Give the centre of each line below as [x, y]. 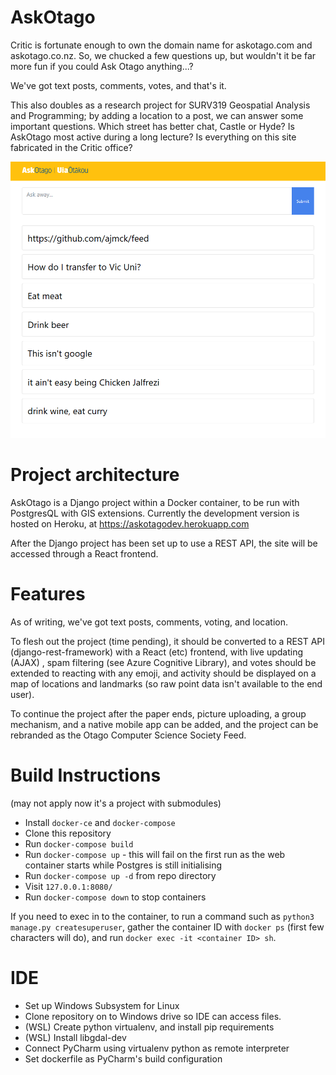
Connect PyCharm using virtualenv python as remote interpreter [157, 1048]
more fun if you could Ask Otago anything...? [102, 66]
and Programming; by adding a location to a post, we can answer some [157, 115]
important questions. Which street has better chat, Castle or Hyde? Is [152, 126]
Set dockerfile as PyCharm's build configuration [123, 1058]
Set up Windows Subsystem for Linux [102, 1005]
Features [48, 593]
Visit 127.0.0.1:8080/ [68, 886]
